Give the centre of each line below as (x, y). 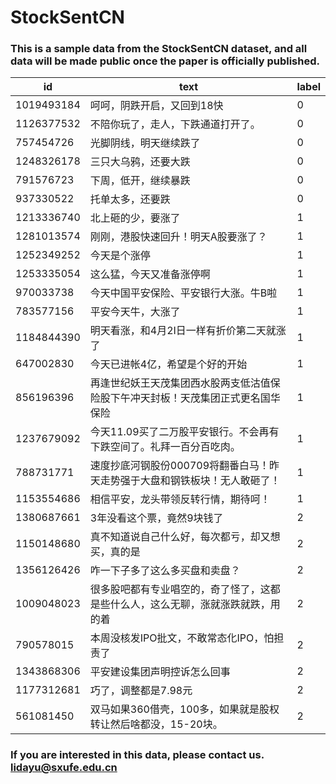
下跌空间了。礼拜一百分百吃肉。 (165, 447)
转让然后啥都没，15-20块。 (156, 724)
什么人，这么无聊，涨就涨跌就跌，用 (195, 604)
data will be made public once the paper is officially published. (165, 61)
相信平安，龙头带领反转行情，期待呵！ (180, 499)
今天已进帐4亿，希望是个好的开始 (168, 364)
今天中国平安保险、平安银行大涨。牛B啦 (183, 293)
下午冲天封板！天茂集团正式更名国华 (195, 398)
